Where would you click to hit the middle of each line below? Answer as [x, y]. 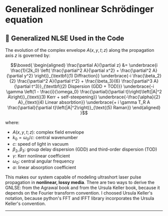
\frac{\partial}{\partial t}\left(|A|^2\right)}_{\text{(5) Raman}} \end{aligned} [84, 108]
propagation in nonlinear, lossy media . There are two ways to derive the [80, 183]
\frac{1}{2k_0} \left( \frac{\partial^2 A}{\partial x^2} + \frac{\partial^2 [81, 70]
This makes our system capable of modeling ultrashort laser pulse [73, 177]
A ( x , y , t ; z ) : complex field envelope [48, 132]
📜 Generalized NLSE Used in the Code [65, 38]
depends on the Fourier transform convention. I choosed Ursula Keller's [79, 193]
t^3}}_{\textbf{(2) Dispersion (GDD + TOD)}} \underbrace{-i [93, 86]
